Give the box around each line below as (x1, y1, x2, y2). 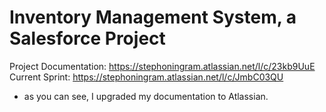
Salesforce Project (9, 27, 166, 50)
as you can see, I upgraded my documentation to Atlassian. (23, 90, 269, 102)
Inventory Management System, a (9, 6, 297, 29)
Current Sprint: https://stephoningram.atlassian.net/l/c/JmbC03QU (9, 71, 284, 83)
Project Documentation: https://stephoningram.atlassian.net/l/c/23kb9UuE (9, 60, 316, 72)
